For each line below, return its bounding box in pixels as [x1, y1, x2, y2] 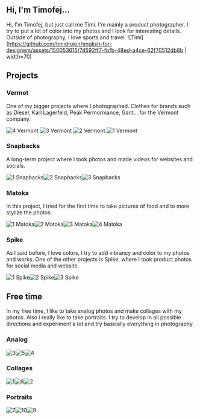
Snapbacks [6, 142, 40, 150]
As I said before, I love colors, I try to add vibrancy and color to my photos [6, 249, 190, 257]
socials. [6, 162, 25, 169]
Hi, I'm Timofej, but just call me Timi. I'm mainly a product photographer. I [6, 21, 189, 28]
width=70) [6, 53, 32, 60]
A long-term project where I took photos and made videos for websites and [6, 155, 193, 162]
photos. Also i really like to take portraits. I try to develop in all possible [6, 314, 182, 321]
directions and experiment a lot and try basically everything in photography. [6, 320, 195, 328]
